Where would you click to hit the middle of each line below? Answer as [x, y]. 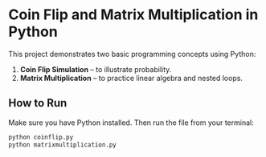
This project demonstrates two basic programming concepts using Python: [132, 54]
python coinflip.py [41, 137]
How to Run [38, 103]
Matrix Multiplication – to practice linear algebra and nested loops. [131, 78]
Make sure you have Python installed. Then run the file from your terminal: [131, 123]
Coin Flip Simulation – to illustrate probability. [96, 69]
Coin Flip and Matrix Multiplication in [133, 15]
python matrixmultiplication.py [62, 145]
